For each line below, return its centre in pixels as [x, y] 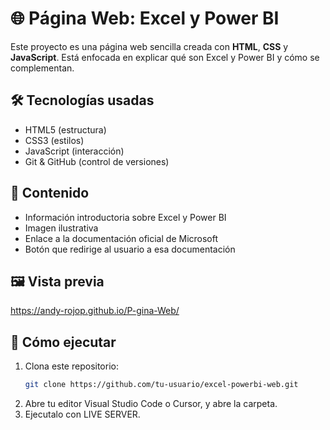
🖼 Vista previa [57, 281]
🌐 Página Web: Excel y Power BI [145, 18]
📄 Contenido [50, 193]
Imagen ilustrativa [61, 228]
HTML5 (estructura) [65, 129]
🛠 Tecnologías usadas [82, 100]
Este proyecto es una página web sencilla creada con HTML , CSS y [149, 46]
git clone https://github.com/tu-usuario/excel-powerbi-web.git [161, 385]
